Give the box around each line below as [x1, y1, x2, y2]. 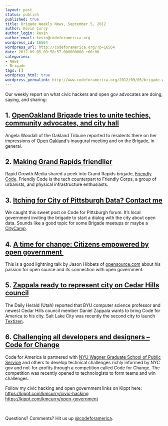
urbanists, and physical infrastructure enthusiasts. [5, 181, 108, 187]
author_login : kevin [5, 31, 48, 36]
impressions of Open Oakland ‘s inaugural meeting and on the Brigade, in [5, 138, 155, 144]
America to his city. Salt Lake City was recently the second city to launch [5, 312, 155, 319]
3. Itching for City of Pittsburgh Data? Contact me [5, 196, 162, 204]
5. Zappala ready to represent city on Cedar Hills [5, 281, 159, 289]
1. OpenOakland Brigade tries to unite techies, [5, 111, 151, 120]
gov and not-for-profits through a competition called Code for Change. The [5, 365, 160, 371]
